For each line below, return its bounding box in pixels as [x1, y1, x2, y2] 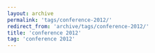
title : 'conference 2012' [7, 29, 81, 36]
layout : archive [7, 10, 54, 17]
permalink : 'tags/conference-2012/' [7, 17, 112, 23]
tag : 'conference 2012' [7, 36, 76, 43]
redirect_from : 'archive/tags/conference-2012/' [7, 23, 149, 30]
